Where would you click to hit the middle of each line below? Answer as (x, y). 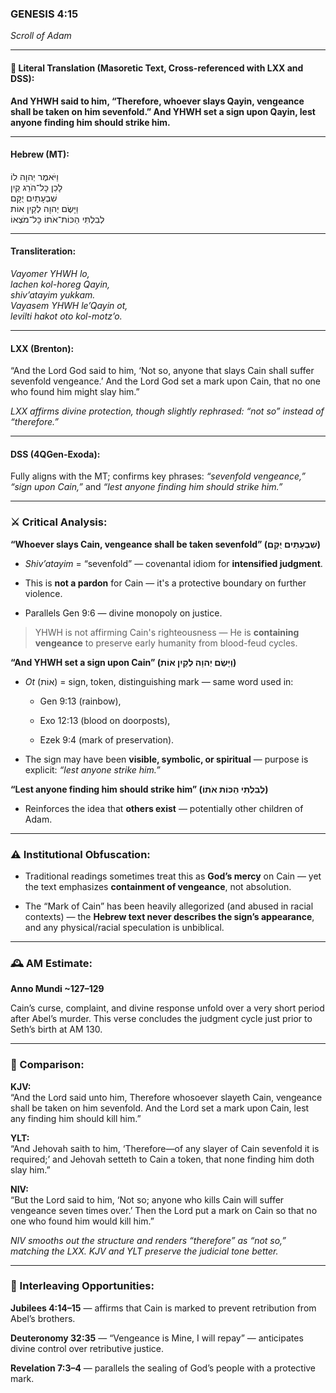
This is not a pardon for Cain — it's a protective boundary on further (165, 583)
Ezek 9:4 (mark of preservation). (107, 739)
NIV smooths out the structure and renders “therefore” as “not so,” (148, 1240)
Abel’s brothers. (43, 1318)
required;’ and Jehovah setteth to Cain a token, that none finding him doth (162, 1159)
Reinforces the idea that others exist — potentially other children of (164, 808)
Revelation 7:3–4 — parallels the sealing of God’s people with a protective (163, 1368)
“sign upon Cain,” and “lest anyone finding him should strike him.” (146, 487)
